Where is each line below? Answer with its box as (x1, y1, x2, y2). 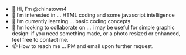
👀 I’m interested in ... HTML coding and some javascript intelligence (11, 12, 175, 19)
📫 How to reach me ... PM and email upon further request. (11, 43, 154, 49)
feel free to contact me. (11, 36, 69, 43)
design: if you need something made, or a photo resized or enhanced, (11, 30, 181, 37)
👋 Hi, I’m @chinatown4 (11, 6, 67, 12)
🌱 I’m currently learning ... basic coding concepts (11, 18, 131, 24)
